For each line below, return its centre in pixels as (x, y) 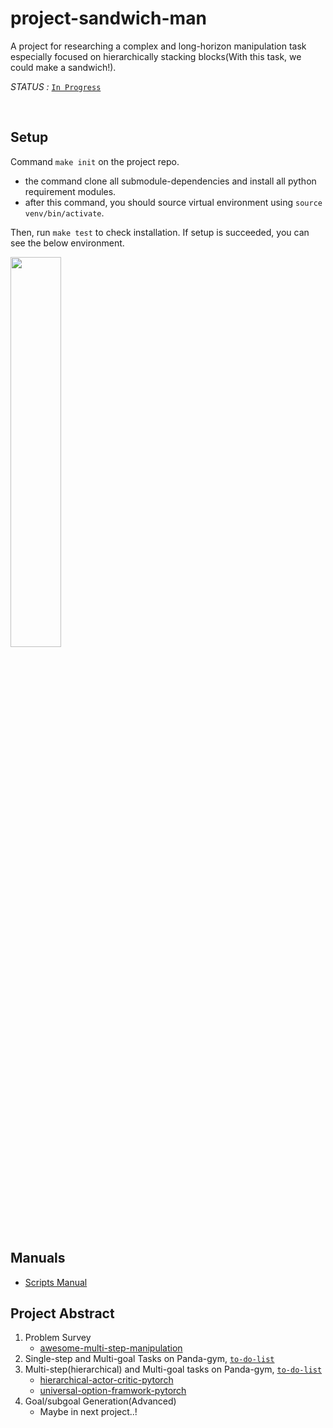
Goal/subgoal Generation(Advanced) (100, 1401)
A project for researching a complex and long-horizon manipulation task (158, 46)
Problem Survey (58, 1338)
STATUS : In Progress (56, 86)
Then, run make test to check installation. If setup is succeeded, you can (160, 232)
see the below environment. (67, 243)
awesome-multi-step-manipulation (111, 1348)
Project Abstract (62, 1313)
